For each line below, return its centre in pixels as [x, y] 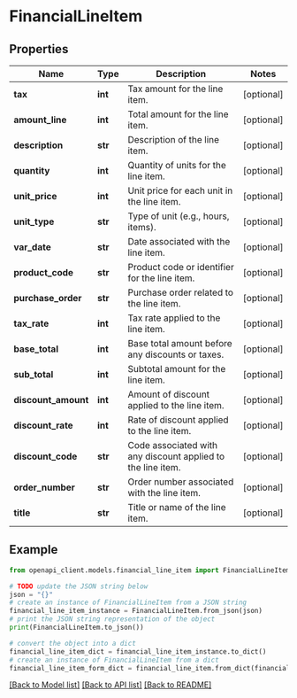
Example [34, 550]
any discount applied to [176, 456]
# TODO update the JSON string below [79, 586]
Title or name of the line [177, 507]
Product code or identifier [181, 267]
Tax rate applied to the [174, 318]
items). [142, 227]
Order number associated [181, 482]
